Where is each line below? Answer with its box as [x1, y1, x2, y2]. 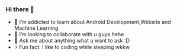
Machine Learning [14, 24, 59, 32]
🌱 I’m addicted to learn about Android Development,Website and [14, 19, 171, 26]
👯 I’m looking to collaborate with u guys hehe [14, 31, 124, 38]
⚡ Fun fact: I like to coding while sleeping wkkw [14, 44, 130, 51]
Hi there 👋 [5, 5, 35, 13]
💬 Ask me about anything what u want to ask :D [14, 37, 130, 44]
